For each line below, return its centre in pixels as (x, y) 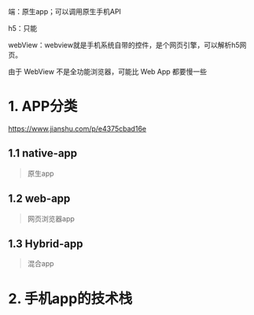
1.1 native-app (43, 153)
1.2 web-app (39, 199)
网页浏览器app (51, 218)
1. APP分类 (43, 107)
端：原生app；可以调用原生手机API (65, 11)
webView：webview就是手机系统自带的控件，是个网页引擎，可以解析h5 (124, 45)
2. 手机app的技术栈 (70, 298)
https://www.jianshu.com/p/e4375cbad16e (77, 128)
